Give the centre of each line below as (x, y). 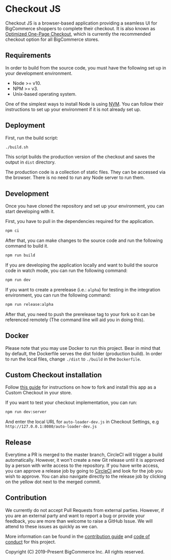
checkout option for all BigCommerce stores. (52, 39)
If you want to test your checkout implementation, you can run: (71, 402)
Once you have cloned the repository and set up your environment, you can (85, 206)
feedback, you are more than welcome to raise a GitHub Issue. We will (79, 521)
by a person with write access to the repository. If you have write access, (82, 465)
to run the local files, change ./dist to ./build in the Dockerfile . (73, 359)
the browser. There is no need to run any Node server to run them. (75, 177)
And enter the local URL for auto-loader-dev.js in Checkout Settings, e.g (82, 422)
